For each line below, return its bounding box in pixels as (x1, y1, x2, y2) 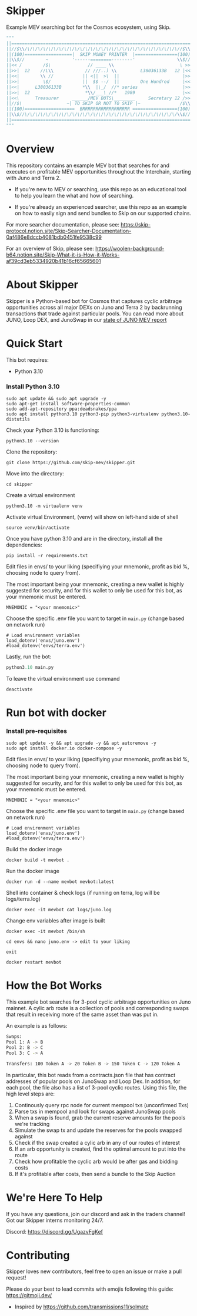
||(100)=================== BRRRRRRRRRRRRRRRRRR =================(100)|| (6, 106, 196, 112)
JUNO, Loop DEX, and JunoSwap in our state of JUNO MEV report (6, 316, 167, 323)
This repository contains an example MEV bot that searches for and (6, 162, 169, 169)
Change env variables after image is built (6, 917, 105, 924)
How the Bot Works (6, 979, 102, 992)
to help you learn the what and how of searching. (14, 192, 134, 199)
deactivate (6, 687, 33, 692)
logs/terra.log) (6, 895, 41, 902)
